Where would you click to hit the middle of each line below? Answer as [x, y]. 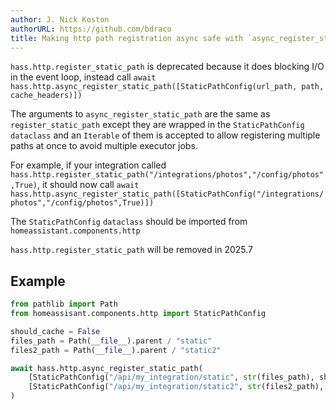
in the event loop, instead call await [83, 77]
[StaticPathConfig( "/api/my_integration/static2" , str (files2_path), [176, 387]
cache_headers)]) [46, 96]
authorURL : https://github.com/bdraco [91, 29]
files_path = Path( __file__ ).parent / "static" [111, 341]
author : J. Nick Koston [60, 19]
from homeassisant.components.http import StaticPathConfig [138, 314]
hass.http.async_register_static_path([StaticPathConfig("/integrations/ [167, 194]
